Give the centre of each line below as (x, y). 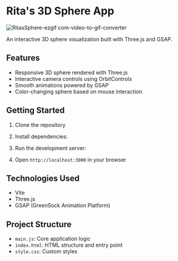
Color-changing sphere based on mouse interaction (78, 92)
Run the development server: (50, 148)
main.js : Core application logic (53, 239)
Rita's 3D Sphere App (60, 11)
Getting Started (36, 110)
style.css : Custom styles (46, 251)
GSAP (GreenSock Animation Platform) (62, 205)
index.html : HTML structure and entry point (68, 245)
